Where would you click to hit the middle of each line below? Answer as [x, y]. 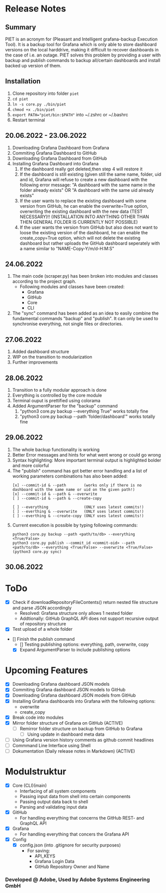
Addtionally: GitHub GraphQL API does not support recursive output [89, 619]
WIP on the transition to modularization [52, 357]
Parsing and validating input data [53, 807]
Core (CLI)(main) [30, 785]
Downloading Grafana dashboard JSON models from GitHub [74, 695]
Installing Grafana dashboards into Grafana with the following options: [84, 701]
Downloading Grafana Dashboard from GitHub [60, 158]
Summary [21, 27]
